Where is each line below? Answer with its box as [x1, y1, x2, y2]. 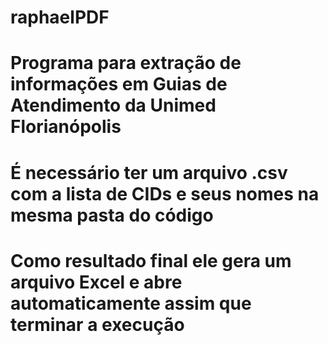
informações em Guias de [10, 73, 228, 96]
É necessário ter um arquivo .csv [10, 161, 288, 184]
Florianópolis [10, 116, 122, 138]
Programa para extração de [10, 52, 242, 75]
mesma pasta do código [10, 204, 214, 226]
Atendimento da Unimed [10, 94, 217, 117]
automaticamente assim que [10, 292, 252, 315]
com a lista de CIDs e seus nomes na [10, 182, 320, 205]
